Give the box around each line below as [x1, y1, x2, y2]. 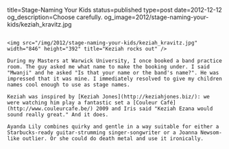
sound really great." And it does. [7, 111, 109, 118]
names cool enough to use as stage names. [7, 81, 130, 88]
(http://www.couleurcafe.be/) [7, 105, 94, 112]
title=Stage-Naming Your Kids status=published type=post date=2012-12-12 [7, 6, 222, 14]
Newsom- [200, 129, 223, 136]
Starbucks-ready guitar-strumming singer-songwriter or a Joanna [7, 129, 197, 136]
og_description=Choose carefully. [7, 13, 103, 21]
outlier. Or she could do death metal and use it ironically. [22, 135, 204, 142]
